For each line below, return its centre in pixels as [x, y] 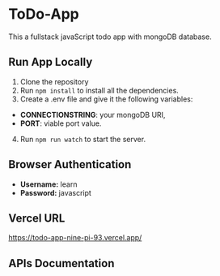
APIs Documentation [61, 263]
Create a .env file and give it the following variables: [106, 99]
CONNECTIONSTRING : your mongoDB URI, [93, 114]
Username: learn [49, 184]
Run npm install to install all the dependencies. [99, 90]
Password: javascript [55, 192]
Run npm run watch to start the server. [83, 139]
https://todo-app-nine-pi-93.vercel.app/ [75, 238]
